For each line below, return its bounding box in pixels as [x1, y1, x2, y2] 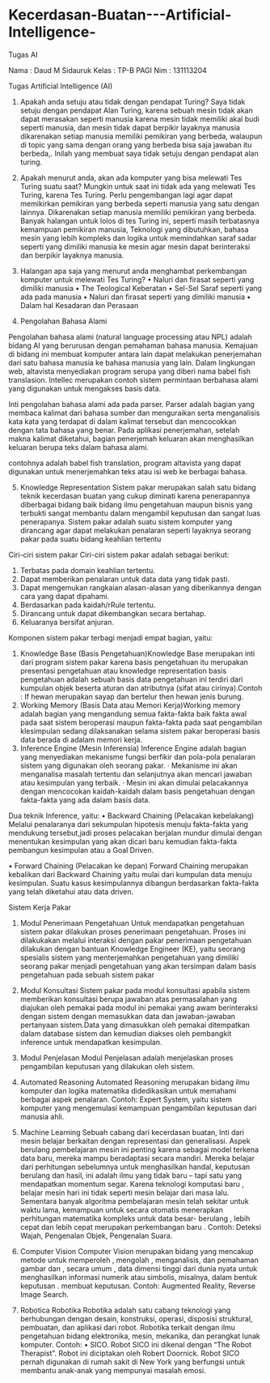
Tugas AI [8, 49, 38, 59]
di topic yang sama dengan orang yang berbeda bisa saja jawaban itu [19, 139, 252, 149]
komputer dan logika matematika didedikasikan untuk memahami [19, 1085, 237, 1095]
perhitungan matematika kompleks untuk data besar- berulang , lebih [19, 1214, 251, 1223]
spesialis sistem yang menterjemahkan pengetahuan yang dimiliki [19, 953, 239, 962]
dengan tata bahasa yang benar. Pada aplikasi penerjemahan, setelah [8, 425, 240, 435]
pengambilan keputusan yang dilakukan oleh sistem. [19, 1061, 196, 1071]
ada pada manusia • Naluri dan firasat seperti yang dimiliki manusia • [19, 292, 251, 302]
